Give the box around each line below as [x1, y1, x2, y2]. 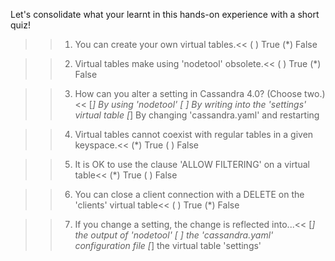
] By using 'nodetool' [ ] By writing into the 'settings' [91, 99, 307, 110]
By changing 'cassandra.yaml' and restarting [135, 109, 320, 121]
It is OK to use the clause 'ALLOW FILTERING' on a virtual [74, 159, 310, 170]
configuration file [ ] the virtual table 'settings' [74, 240, 262, 251]
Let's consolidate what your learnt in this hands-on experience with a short [10, 9, 320, 20]
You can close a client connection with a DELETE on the [74, 189, 305, 200]
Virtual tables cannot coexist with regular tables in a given [74, 129, 314, 140]
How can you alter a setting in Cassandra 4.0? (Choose [74, 88, 303, 99]
